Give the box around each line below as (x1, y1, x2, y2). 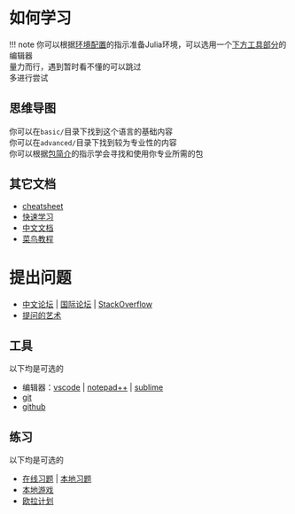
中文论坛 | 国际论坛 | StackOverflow (21, 299, 153, 309)
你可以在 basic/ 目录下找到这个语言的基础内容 (9, 126, 173, 136)
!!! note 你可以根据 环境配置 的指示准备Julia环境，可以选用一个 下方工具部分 (9, 39, 279, 50)
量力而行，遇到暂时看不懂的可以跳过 (9, 61, 142, 72)
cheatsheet (21, 200, 64, 211)
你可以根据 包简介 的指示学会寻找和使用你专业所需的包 (9, 148, 204, 159)
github (21, 401, 46, 412)
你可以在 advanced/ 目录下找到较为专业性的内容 (9, 136, 177, 147)
